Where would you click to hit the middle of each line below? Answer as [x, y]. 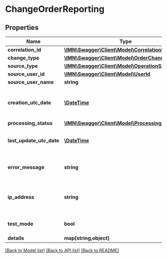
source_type [23, 66]
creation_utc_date [29, 103]
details [16, 238]
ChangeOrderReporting [55, 9]
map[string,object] [87, 238]
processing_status [30, 123]
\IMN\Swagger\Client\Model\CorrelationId [115, 50]
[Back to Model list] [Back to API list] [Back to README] [62, 250]
